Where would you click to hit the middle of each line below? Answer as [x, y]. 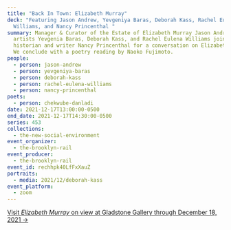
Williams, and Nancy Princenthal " [64, 26]
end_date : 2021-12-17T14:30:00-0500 [59, 116]
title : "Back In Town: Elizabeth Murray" [67, 13]
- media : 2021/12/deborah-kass [58, 180]
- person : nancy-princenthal [55, 90]
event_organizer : [32, 142]
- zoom [23, 193]
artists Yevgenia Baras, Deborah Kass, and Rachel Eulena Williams [112, 39]
